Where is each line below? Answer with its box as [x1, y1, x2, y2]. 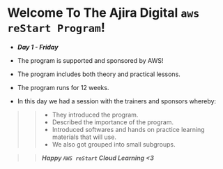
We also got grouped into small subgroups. [52, 140, 176, 148]
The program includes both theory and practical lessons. [17, 70, 181, 78]
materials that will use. [52, 133, 117, 141]
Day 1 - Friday [17, 43, 59, 51]
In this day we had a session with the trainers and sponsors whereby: [17, 96, 217, 105]
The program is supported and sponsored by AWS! [17, 56, 164, 64]
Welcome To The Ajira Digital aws [7, 5, 200, 21]
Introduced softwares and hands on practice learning [52, 125, 205, 133]
